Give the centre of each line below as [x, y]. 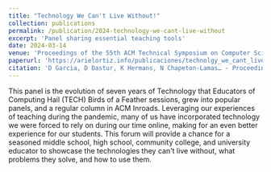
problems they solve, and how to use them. [80, 159]
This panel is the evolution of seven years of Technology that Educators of [132, 91]
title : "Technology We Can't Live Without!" [84, 16]
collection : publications [52, 23]
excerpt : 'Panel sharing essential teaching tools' [97, 38]
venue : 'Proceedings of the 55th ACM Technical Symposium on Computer [129, 53]
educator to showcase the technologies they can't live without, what [122, 150]
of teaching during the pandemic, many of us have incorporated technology [134, 117]
